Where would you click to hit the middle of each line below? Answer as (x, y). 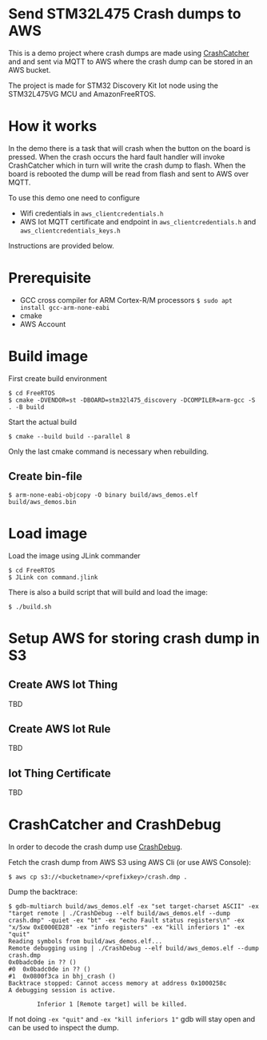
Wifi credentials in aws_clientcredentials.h (92, 213)
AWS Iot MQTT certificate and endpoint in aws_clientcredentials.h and (138, 221)
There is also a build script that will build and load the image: (108, 592)
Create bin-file (45, 476)
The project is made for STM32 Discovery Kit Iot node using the (113, 85)
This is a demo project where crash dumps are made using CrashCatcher (129, 53)
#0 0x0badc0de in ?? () (50, 970)
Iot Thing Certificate (60, 773)
